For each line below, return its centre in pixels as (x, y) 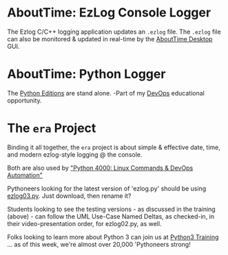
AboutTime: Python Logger (86, 74)
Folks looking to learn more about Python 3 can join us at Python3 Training (113, 237)
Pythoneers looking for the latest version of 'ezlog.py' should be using (107, 188)
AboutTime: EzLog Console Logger (109, 13)
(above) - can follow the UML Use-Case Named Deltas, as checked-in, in (111, 216)
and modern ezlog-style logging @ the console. (75, 154)
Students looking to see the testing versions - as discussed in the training (111, 209)
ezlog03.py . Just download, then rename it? (69, 196)
